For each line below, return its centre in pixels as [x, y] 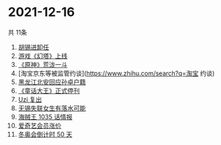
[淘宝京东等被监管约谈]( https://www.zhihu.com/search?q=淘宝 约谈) [116, 73]
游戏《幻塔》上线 [43, 56]
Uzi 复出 [30, 99]
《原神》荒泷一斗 [43, 64]
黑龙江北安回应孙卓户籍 [52, 82]
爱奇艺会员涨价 [40, 125]
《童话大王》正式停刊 [49, 91]
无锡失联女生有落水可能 [52, 108]
